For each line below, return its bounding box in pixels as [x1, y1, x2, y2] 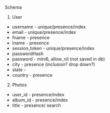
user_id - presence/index [12, 92, 65, 97]
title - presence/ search [12, 102, 61, 108]
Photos [12, 82, 27, 88]
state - [12, 67, 26, 73]
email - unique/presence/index [12, 29, 76, 35]
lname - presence [12, 40, 49, 46]
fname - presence [12, 35, 50, 40]
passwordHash [12, 50, 44, 56]
